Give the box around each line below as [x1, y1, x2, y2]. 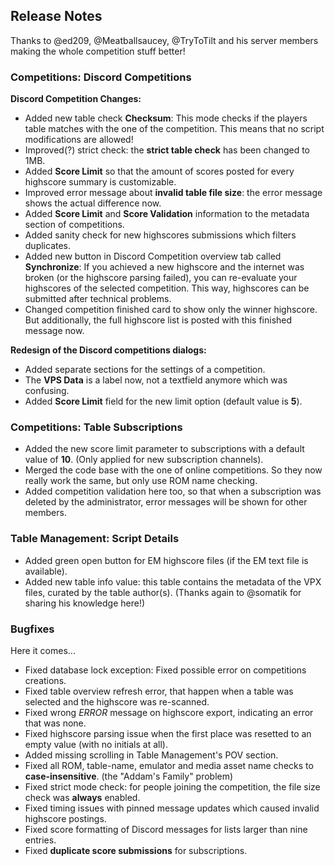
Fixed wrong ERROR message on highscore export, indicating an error [24, 707, 314, 718]
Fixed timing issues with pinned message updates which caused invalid [24, 802, 320, 814]
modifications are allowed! [24, 134, 134, 146]
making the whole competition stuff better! [10, 45, 186, 57]
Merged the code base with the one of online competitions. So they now [24, 464, 323, 476]
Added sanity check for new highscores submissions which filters [24, 229, 297, 241]
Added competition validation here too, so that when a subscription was [24, 485, 322, 498]
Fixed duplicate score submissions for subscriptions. [24, 845, 248, 856]
